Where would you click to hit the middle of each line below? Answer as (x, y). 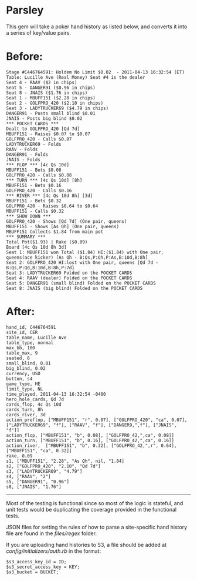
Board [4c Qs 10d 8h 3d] (36, 247)
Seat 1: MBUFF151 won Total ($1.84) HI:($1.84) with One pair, (85, 252)
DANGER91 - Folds (27, 154)
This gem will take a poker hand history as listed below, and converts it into (97, 26)
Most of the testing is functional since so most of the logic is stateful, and (95, 503)
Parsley (25, 10)
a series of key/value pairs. (39, 32)
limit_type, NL (25, 389)
